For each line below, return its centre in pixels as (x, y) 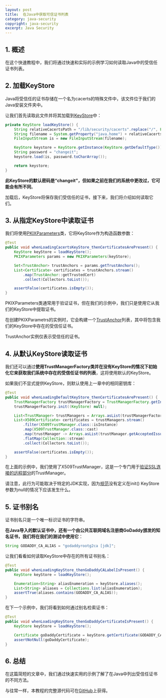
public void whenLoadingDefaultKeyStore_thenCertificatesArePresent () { (82, 397)
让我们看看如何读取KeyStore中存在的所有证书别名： (58, 556)
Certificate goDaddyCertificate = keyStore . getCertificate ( (77, 635)
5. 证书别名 (22, 507)
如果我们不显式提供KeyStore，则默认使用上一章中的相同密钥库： (71, 383)
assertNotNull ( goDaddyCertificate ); (52, 640)
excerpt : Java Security (30, 28)
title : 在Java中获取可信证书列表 (37, 14)
